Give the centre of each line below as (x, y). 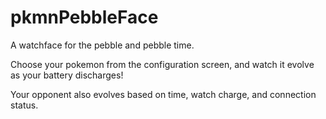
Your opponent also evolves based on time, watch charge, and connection (163, 94)
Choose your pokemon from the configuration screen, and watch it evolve (162, 64)
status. (24, 105)
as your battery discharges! (67, 75)
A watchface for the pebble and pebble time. (102, 45)
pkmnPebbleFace (84, 17)
